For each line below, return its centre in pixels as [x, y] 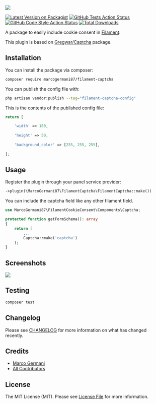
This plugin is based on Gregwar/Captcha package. [58, 42]
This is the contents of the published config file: [55, 108]
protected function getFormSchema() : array [52, 219]
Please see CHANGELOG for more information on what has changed [76, 330]
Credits [17, 351]
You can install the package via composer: [49, 70]
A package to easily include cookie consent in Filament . [63, 32]
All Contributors [29, 369]
